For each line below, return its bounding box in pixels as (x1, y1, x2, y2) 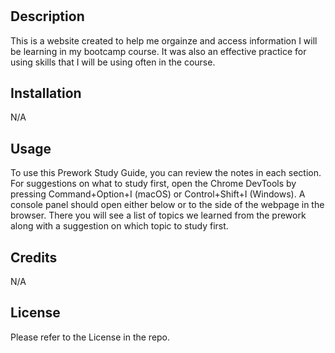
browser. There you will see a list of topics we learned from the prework (10, 209, 307, 222)
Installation (10, 85, 82, 102)
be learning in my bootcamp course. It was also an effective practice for (10, 45, 307, 57)
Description (10, 8, 85, 25)
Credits (10, 249, 58, 266)
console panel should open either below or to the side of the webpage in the (10, 199, 325, 211)
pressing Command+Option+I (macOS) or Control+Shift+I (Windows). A (10, 188, 306, 200)
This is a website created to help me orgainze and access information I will (10, 34, 318, 47)
